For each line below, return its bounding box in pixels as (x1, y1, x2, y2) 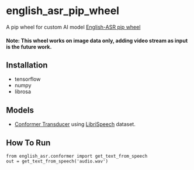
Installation (6, 60, 48, 70)
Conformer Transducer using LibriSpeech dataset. (14, 121, 136, 128)
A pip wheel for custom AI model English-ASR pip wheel (6, 23, 141, 30)
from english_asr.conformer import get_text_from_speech (6, 153, 148, 159)
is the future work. (6, 43, 52, 50)
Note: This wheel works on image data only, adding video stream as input (6, 37, 188, 44)
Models (6, 105, 34, 115)
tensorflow (14, 76, 41, 83)
